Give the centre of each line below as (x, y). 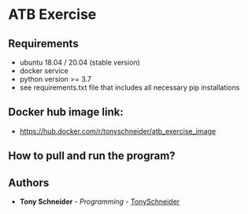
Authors (29, 183)
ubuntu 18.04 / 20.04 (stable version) (80, 62)
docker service (44, 71)
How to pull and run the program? (92, 156)
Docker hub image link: (66, 112)
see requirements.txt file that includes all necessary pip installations (130, 87)
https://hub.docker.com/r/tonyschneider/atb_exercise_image (118, 131)
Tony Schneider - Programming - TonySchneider (100, 201)
